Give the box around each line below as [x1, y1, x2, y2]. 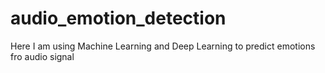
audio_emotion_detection [10, 7, 227, 30]
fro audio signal [10, 50, 75, 62]
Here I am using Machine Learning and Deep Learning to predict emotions [10, 40, 316, 52]
